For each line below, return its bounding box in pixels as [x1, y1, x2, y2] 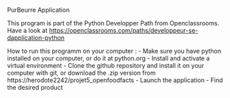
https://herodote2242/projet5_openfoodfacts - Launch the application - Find [7, 76, 223, 84]
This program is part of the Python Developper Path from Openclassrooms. [7, 19, 220, 27]
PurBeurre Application [7, 6, 70, 14]
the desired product [7, 84, 63, 91]
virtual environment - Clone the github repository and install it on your [7, 62, 205, 69]
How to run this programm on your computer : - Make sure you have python [7, 47, 222, 55]
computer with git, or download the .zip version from [7, 69, 156, 77]
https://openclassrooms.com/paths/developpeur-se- [49, 27, 198, 34]
